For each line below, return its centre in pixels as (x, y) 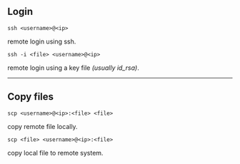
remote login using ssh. (42, 41)
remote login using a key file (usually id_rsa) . (73, 68)
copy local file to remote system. (55, 153)
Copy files (31, 97)
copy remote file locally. (42, 126)
